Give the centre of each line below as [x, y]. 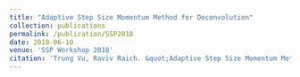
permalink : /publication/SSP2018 [71, 34]
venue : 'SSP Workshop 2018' [62, 50]
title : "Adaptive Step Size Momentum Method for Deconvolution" [131, 17]
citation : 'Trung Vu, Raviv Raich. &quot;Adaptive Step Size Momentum [143, 58]
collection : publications [57, 26]
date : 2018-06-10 [42, 42]
